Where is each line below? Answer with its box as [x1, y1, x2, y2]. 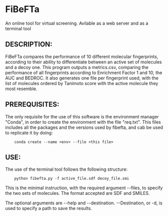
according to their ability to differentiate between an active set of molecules [5, 59, 162, 65]
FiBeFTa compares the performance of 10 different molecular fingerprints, [5, 53, 158, 59]
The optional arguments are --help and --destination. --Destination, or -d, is [5, 200, 162, 206]
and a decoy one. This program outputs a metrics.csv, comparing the [5, 64, 149, 70]
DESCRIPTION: [5, 40, 53, 49]
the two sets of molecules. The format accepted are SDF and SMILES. [5, 190, 150, 196]
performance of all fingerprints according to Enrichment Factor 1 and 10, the [5, 69, 162, 76]
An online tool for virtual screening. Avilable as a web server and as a [5, 20, 148, 26]
